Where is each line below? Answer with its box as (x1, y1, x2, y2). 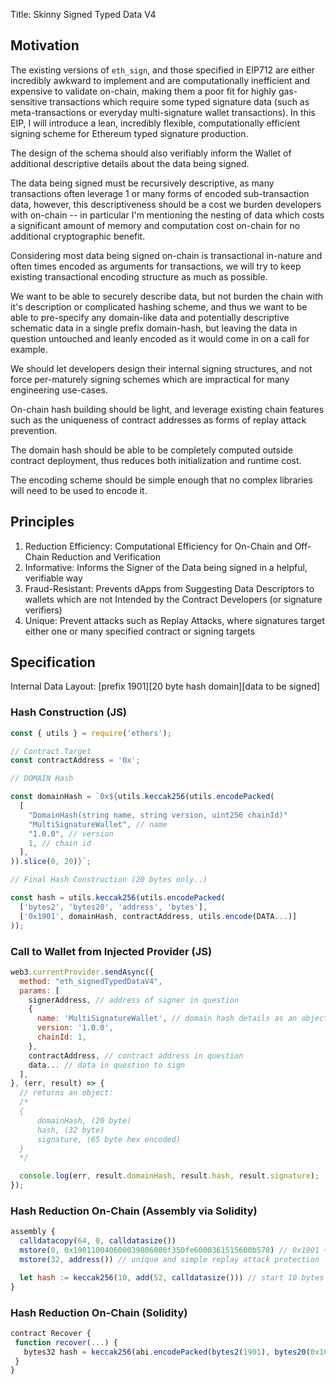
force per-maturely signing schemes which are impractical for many (10, 373, 290, 385)
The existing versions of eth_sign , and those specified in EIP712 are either (10, 64, 315, 76)
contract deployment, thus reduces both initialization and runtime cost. (10, 454, 302, 466)
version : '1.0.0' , (36, 1023, 114, 1033)
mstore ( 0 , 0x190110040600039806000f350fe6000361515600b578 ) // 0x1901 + (19, 1245, 329, 1256)
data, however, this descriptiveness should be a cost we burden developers (10, 198, 322, 210)
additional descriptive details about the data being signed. (10, 157, 250, 169)
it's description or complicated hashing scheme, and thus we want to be (10, 300, 308, 313)
